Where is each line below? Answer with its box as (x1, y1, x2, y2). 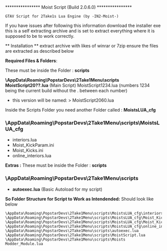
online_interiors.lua (12, 153, 52, 159)
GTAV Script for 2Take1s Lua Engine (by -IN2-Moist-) (5, 14, 119, 19)
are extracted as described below (5, 48, 74, 54)
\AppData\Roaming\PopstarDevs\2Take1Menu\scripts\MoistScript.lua (5, 233, 146, 238)
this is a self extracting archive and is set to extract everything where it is (5, 28, 155, 34)
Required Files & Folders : (5, 58, 58, 64)
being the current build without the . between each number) (5, 88, 128, 94)
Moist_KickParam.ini (12, 142, 55, 148)
